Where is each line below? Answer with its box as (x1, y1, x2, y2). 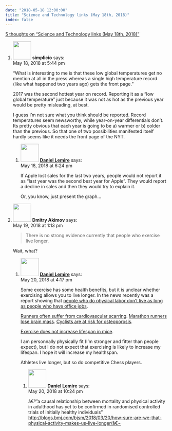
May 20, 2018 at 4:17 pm (20, 277, 73, 283)
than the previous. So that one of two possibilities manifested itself (12, 128, 154, 134)
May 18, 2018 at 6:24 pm (20, 163, 73, 169)
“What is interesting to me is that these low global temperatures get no (12, 70, 162, 76)
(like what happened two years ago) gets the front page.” (12, 81, 134, 87)
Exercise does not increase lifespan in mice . (20, 329, 114, 335)
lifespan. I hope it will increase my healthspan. (20, 349, 119, 355)
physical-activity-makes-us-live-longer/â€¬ (28, 420, 121, 426)
